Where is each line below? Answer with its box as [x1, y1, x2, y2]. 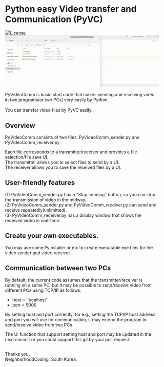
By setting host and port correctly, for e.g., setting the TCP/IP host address [5, 311, 156, 317]
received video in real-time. [5, 217, 61, 223]
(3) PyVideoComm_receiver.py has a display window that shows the [5, 212, 142, 218]
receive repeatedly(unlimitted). [5, 207, 67, 213]
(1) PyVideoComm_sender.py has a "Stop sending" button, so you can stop [5, 191, 156, 197]
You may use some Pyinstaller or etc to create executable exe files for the [5, 245, 153, 250]
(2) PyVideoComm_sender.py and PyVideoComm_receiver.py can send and [5, 202, 157, 208]
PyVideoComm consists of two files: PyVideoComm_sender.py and [5, 134, 140, 140]
